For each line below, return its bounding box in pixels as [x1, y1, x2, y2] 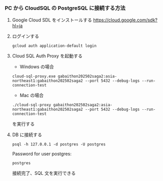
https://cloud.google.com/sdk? [93, 17, 158, 23]
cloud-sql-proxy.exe [12, 74, 56, 79]
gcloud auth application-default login [12, 43, 97, 49]
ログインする [12, 33, 39, 39]
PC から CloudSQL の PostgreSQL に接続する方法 [5, 4, 125, 11]
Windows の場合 [19, 64, 54, 70]
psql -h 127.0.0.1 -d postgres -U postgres [12, 142, 106, 147]
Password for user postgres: [12, 151, 72, 157]
